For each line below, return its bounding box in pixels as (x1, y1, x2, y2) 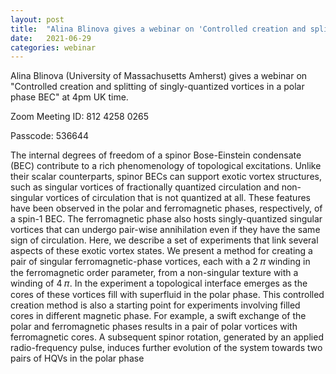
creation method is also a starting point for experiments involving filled (10, 299, 301, 311)
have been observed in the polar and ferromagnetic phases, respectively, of (10, 202, 323, 215)
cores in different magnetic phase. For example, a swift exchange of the (10, 310, 307, 322)
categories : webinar (10, 42, 97, 53)
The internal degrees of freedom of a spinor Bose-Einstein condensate (10, 149, 302, 161)
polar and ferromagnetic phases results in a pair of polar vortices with (10, 321, 298, 333)
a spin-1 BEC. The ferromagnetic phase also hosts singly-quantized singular (10, 213, 323, 225)
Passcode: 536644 (10, 130, 90, 142)
